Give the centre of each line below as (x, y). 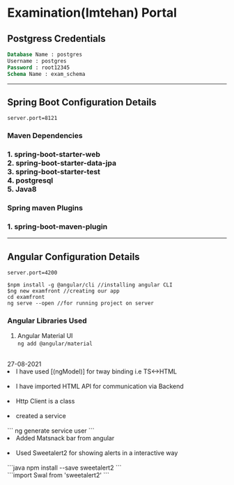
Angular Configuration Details (74, 257)
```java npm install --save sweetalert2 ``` (64, 468)
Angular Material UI (45, 336)
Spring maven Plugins (45, 208)
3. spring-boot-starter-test (54, 172)
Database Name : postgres (45, 54)
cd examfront (26, 298)
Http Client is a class (46, 401)
